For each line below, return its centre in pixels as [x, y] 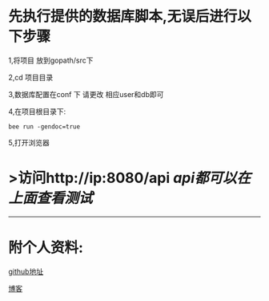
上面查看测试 [51, 198]
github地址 [26, 271]
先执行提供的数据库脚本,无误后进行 [123, 16]
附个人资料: [46, 248]
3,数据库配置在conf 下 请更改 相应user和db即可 [86, 94]
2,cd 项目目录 [31, 77]
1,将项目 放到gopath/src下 [51, 60]
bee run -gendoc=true [44, 126]
